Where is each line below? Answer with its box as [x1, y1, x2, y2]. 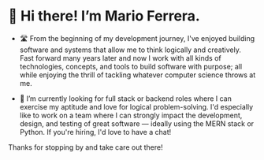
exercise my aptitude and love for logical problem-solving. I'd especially [19, 102, 254, 111]
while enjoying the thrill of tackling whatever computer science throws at [19, 70, 256, 80]
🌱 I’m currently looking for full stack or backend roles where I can [19, 94, 232, 103]
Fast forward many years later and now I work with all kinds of [19, 53, 222, 62]
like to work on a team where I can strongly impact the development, [19, 110, 243, 120]
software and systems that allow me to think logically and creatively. [19, 45, 242, 54]
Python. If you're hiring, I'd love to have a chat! [19, 127, 172, 136]
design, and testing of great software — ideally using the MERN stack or [19, 118, 255, 128]
